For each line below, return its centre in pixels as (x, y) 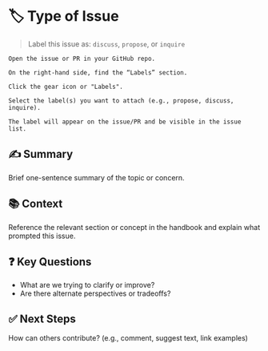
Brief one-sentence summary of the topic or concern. (97, 177)
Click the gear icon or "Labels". (66, 87)
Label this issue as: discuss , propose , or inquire (106, 44)
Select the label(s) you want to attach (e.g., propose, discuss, (121, 101)
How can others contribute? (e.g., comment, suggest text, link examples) (128, 338)
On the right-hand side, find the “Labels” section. (98, 73)
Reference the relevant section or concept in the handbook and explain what (134, 227)
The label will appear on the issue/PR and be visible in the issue (125, 122)
